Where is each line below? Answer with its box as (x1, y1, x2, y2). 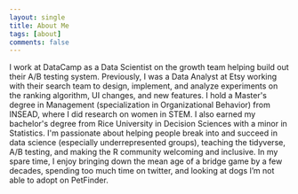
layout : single (9, 12, 66, 22)
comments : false (9, 37, 69, 47)
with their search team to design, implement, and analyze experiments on (9, 81, 278, 91)
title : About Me (9, 21, 69, 30)
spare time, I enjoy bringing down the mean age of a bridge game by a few (9, 156, 283, 167)
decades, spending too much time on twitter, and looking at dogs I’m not (9, 166, 275, 176)
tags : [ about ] (9, 29, 62, 38)
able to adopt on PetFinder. (9, 175, 109, 186)
